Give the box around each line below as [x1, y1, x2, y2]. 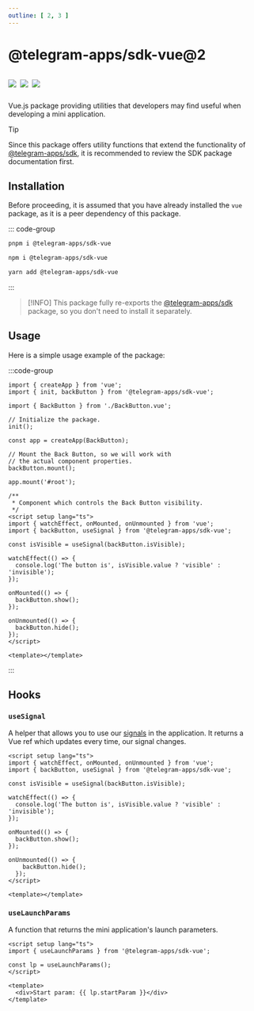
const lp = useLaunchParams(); [8, 960, 112, 969]
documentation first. [8, 156, 74, 166]
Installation [8, 179, 65, 193]
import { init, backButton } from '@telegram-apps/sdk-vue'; [8, 387, 214, 396]
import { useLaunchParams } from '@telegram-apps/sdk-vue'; [8, 947, 211, 955]
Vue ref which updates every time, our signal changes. [8, 736, 187, 746]
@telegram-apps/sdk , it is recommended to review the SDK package [8, 148, 233, 158]
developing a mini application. [8, 109, 106, 119]
